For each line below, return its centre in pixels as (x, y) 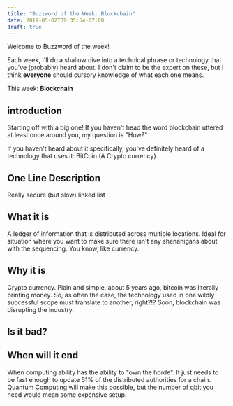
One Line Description (54, 178)
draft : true (24, 27)
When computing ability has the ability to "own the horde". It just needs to (113, 372)
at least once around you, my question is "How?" (77, 135)
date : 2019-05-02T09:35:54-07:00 (56, 20)
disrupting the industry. (41, 309)
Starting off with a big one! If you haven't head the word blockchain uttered (115, 127)
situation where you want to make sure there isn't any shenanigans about (112, 241)
